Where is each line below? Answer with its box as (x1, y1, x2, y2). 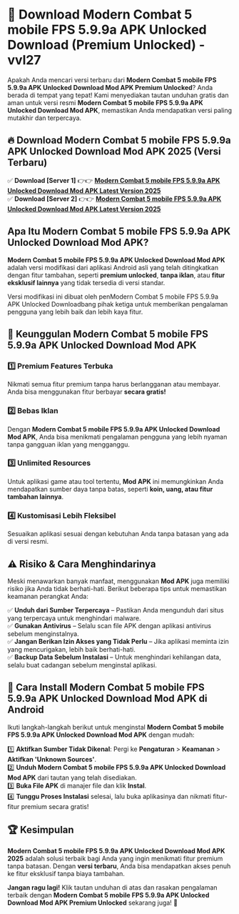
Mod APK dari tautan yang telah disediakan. (7, 773, 137, 782)
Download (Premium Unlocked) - (7, 37, 205, 53)
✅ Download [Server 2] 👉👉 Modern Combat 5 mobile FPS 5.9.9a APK (7, 194, 222, 203)
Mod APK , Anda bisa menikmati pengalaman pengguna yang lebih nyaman (7, 432, 228, 441)
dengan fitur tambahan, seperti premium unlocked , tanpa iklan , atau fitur (7, 271, 225, 279)
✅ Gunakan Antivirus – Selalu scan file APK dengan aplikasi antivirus (7, 621, 212, 630)
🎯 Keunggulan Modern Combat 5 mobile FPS (7, 328, 208, 340)
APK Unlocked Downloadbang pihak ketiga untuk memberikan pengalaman (7, 299, 228, 308)
